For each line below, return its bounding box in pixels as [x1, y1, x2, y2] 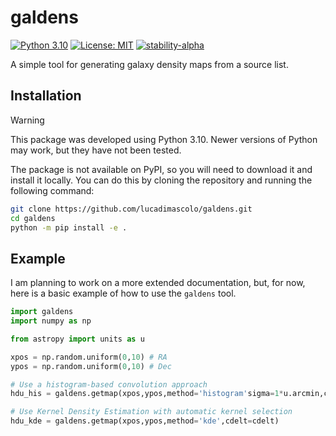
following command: [10, 184, 95, 196]
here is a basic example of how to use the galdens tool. [10, 287, 237, 300]
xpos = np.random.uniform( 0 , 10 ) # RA [10, 352, 168, 362]
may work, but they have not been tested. [10, 144, 182, 156]
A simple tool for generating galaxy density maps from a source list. [10, 58, 289, 70]
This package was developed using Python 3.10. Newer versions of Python [10, 133, 318, 145]
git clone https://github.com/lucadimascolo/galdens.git [10, 204, 253, 214]
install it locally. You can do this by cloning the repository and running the [10, 174, 313, 186]
